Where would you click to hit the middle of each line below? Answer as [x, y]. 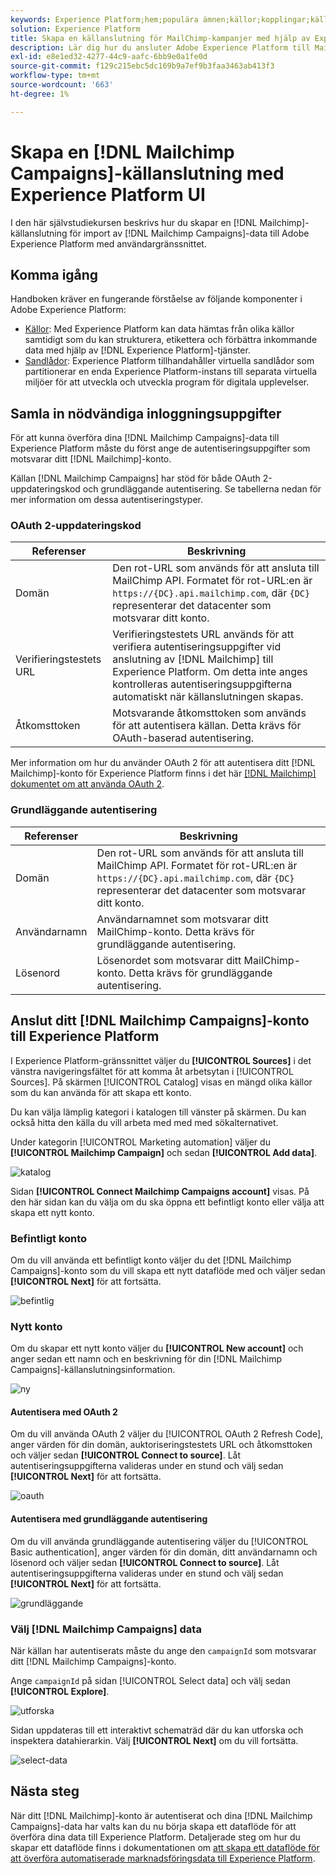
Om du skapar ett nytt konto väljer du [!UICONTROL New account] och [157, 1348]
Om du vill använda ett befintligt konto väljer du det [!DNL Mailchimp [151, 1260]
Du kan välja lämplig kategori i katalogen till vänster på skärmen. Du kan [158, 1112]
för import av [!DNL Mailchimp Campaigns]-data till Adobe [189, 233]
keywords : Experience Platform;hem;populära [104, 19]
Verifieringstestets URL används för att [203, 634]
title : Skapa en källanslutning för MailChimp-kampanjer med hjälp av [160, 38]
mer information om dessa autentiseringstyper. [107, 500]
